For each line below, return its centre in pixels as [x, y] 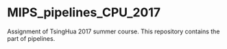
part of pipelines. [31, 38]
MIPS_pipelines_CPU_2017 [84, 13]
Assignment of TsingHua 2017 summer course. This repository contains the [113, 31]
